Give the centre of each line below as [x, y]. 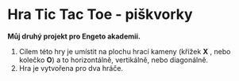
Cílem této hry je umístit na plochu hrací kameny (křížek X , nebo [125, 51]
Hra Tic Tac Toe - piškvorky [100, 15]
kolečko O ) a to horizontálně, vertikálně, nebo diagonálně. [113, 60]
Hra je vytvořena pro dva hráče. [71, 68]
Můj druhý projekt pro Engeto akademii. [74, 36]
